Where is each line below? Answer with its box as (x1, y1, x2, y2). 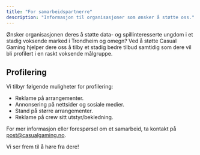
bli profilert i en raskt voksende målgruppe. (6, 50, 113, 57)
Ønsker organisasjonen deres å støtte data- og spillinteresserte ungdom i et (6, 31, 193, 38)
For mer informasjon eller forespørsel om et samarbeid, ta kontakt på (6, 125, 177, 132)
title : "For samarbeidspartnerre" (6, 8, 93, 15)
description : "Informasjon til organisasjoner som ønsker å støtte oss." (6, 14, 195, 20)
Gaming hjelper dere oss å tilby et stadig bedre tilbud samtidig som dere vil (6, 43, 192, 51)
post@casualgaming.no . (6, 132, 67, 139)
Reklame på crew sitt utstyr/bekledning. (14, 114, 114, 121)
